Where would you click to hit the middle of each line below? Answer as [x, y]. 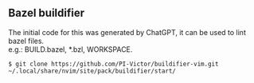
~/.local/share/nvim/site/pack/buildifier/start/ [92, 71]
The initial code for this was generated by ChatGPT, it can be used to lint [127, 32]
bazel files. [26, 41]
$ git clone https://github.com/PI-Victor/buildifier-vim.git [113, 64]
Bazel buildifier [47, 13]
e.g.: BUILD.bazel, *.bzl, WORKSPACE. [70, 49]
